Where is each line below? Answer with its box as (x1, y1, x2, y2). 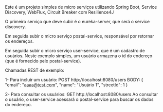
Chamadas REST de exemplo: (5, 67, 65, 73)
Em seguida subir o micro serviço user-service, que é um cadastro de (5, 48, 145, 53)
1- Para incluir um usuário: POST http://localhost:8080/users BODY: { (5, 77, 144, 82)
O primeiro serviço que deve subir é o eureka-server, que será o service (5, 19, 150, 24)
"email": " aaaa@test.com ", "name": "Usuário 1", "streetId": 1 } (5, 82, 128, 88)
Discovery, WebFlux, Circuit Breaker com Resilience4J (5, 9, 114, 15)
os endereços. (5, 38, 34, 44)
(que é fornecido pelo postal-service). (5, 58, 81, 64)
